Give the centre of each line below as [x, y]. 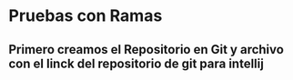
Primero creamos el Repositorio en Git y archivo [146, 50]
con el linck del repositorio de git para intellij [136, 63]
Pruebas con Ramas [86, 16]
